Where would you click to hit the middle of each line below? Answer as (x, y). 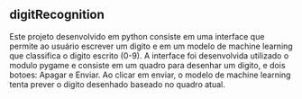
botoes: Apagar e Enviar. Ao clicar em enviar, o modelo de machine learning (150, 75)
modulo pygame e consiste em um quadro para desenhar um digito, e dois (147, 65)
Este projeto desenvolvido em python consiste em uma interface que (137, 36)
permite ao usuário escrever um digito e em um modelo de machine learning (151, 46)
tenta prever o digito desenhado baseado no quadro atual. (117, 84)
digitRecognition (57, 15)
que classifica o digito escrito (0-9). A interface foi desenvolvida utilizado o (149, 55)
